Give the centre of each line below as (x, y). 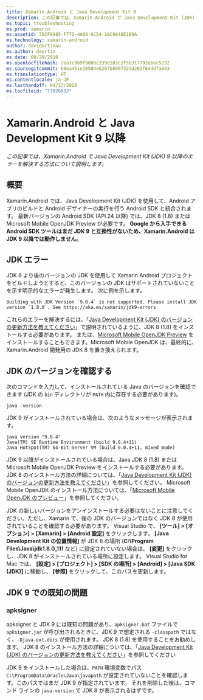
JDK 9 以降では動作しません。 (44, 238)
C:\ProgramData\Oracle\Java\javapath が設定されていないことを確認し (95, 675)
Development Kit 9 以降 (66, 138)
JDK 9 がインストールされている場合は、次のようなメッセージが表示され (97, 418)
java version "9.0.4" (34, 437)
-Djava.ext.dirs (38, 640)
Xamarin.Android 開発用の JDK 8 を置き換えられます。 (74, 350)
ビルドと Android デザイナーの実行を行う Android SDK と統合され (104, 208)
